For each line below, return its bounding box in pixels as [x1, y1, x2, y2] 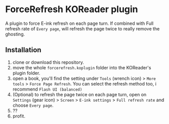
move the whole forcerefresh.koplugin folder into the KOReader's [12, 64, 151, 70]
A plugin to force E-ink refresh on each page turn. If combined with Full [5, 20, 154, 26]
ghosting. [5, 31, 25, 37]
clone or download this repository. [12, 59, 85, 65]
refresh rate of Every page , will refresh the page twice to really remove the [5, 25, 160, 31]
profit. [12, 113, 25, 119]
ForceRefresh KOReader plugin [5, 4, 138, 15]
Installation [5, 46, 41, 54]
